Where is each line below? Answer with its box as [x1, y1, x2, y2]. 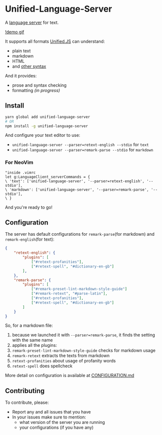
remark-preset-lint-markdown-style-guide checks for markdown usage [12, 347, 156, 354]
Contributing [5, 386, 45, 395]
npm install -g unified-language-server [5, 123, 89, 129]
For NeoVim [5, 159, 34, 166]
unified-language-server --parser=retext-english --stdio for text [12, 142, 149, 148]
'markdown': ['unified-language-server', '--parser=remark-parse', [9, 187, 149, 192]
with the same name [12, 337, 53, 343]
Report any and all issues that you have [12, 409, 91, 415]
